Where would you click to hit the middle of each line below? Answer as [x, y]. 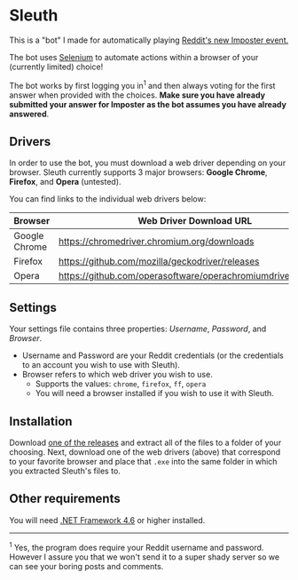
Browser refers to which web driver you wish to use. [117, 375]
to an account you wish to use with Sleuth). [101, 365]
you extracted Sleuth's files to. [65, 471]
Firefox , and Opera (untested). [65, 182]
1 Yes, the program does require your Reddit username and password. [137, 546]
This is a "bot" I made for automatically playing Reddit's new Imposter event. [149, 40]
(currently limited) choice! [56, 67]
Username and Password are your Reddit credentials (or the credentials [153, 355]
